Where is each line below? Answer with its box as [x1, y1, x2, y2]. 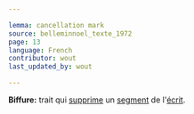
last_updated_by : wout [8, 62, 93, 71]
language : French [8, 45, 73, 54]
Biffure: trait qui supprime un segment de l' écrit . [8, 94, 186, 105]
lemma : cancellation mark [8, 20, 104, 29]
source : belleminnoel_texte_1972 [8, 28, 133, 38]
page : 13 [8, 37, 41, 46]
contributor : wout [8, 54, 77, 63]
